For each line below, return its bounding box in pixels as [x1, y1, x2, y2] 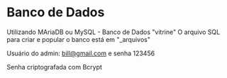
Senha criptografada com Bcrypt [6, 62, 102, 71]
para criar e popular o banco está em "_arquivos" [6, 35, 150, 43]
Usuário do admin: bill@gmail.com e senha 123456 [6, 49, 155, 57]
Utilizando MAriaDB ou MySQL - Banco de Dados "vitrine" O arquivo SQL [6, 28, 221, 36]
